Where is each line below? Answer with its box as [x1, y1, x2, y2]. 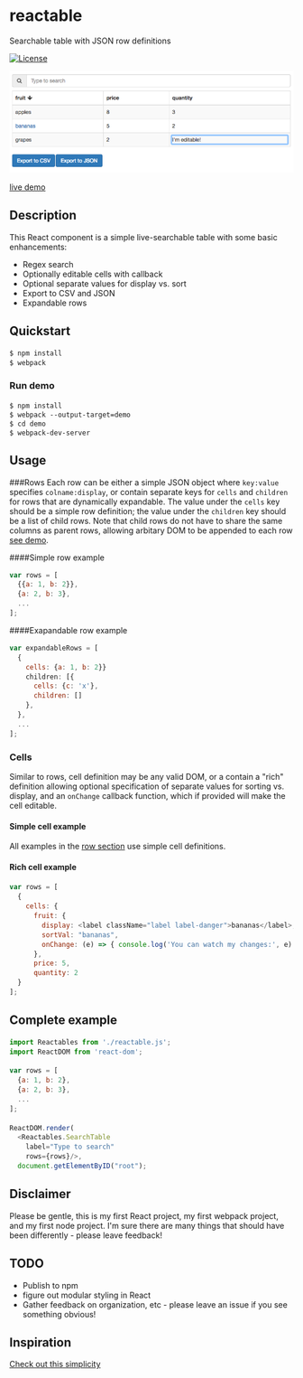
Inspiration [9, 1335, 72, 1350]
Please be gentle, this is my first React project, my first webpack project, [9, 1210, 280, 1221]
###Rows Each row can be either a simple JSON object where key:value [9, 476, 280, 488]
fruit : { [32, 912, 67, 921]
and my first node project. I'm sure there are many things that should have [9, 1220, 285, 1231]
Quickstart [9, 323, 71, 339]
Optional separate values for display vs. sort [22, 277, 187, 289]
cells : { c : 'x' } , [32, 681, 99, 691]
